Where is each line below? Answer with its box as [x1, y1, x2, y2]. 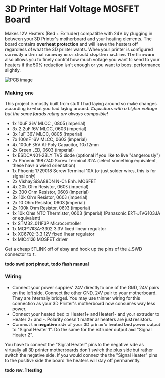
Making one [5, 89, 34, 96]
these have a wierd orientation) [12, 162, 76, 169]
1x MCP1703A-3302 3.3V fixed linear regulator [12, 226, 107, 232]
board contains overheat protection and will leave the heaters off [5, 41, 138, 47]
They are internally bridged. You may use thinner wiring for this [12, 295, 140, 301]
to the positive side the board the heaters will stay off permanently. [5, 357, 141, 363]
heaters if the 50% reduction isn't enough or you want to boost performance [5, 62, 161, 68]
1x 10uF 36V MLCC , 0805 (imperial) [12, 120, 86, 127]
